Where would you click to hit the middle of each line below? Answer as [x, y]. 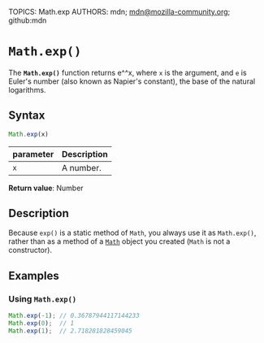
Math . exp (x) [28, 134]
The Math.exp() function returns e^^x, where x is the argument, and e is [128, 72]
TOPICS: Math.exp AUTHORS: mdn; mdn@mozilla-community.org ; [119, 12]
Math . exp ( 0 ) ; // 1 [41, 323]
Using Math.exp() [43, 298]
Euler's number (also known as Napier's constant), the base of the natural [132, 81]
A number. [82, 167]
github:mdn [28, 20]
